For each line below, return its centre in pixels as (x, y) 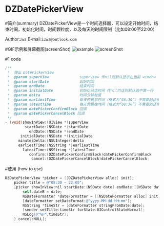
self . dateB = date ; (42, 192)
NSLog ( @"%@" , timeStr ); (46, 215)
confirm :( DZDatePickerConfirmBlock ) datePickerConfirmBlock (90, 154)
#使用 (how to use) (24, 169)
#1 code (13, 59)
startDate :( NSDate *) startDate (57, 127)
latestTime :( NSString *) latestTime (59, 150)
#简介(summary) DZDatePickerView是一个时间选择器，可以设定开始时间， (80, 23)
